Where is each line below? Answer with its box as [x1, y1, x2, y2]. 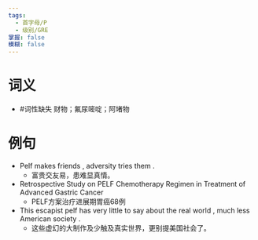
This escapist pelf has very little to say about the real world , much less [19, 205, 250, 215]
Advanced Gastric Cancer [19, 187, 104, 197]
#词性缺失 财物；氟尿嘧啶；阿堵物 [19, 104, 130, 114]
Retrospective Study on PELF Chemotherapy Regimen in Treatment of [19, 180, 246, 188]
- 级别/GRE [15, 26, 49, 34]
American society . [19, 214, 81, 224]
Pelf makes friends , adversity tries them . [19, 162, 155, 170]
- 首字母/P [15, 19, 47, 27]
